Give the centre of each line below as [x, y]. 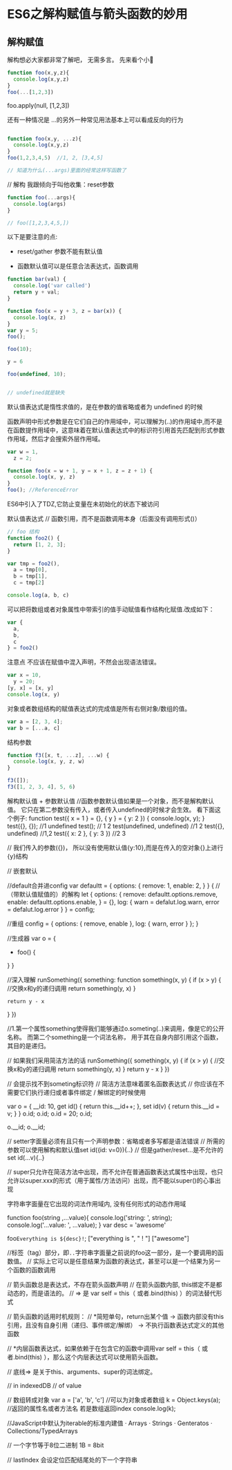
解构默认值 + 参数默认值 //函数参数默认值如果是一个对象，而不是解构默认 [111, 801]
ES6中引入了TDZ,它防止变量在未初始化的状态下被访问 [84, 504]
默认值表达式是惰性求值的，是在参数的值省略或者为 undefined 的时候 [105, 407]
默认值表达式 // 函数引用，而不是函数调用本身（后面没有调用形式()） [104, 518]
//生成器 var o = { [32, 938]
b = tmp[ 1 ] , [31, 576]
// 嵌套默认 [22, 870]
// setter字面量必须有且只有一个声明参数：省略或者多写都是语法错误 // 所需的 [116, 1141]
